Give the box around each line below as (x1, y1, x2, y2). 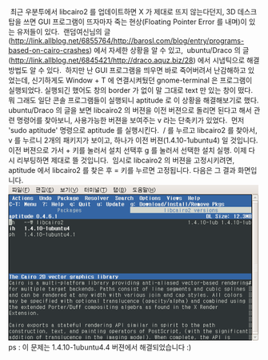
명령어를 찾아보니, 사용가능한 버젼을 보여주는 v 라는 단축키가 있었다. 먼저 (16, 115, 245, 125)
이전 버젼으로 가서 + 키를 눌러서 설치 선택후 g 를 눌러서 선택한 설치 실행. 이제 (8, 146, 247, 154)
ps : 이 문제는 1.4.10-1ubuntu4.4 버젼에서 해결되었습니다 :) (8, 342, 192, 352)
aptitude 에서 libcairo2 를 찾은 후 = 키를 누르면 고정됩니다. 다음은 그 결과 (8, 166, 236, 174)
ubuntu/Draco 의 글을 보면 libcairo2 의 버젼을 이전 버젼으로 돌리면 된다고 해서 (8, 106, 252, 114)
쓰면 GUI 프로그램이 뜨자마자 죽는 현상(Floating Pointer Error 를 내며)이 (22, 17, 247, 26)
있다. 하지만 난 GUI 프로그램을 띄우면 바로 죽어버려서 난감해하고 (46, 66, 246, 74)
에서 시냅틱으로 (197, 55, 246, 65)
